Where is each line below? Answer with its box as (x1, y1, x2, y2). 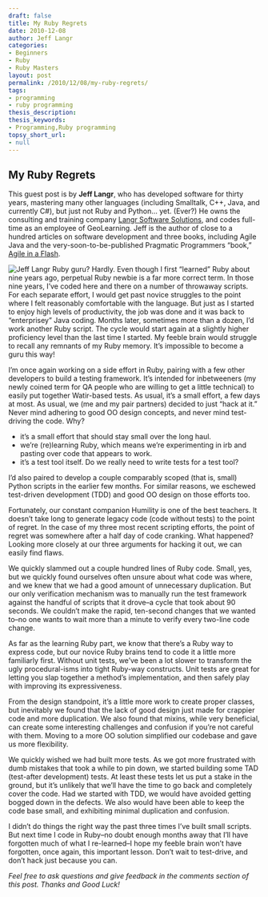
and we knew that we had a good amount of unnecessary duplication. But (8, 580, 252, 590)
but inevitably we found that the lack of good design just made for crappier (8, 705, 255, 715)
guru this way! (8, 350, 55, 359)
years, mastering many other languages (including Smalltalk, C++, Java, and (8, 198, 260, 208)
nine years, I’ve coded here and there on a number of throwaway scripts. (8, 281, 249, 291)
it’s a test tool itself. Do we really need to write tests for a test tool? (19, 458, 239, 467)
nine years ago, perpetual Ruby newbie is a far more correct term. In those (8, 273, 254, 283)
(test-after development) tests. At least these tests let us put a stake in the (8, 772, 253, 782)
